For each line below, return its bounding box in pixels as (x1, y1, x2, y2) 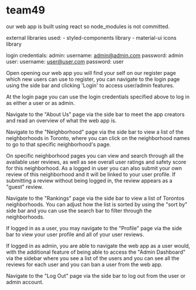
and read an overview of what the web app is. (6, 117, 117, 124)
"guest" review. (6, 183, 43, 190)
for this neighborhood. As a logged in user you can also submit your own (6, 165, 182, 172)
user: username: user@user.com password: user (6, 58, 124, 65)
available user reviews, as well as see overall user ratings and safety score (6, 158, 187, 165)
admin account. (6, 278, 44, 285)
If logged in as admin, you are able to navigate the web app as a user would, (6, 242, 191, 249)
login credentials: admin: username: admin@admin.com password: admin (6, 52, 184, 59)
